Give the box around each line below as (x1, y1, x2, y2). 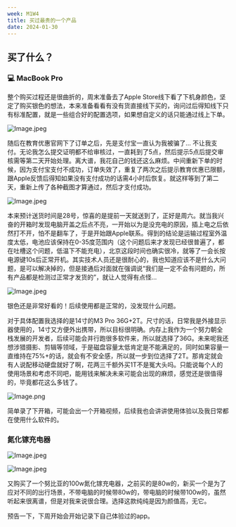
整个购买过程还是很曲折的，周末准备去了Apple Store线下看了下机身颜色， (7, 93, 220, 101)
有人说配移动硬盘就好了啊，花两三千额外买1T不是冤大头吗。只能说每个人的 (7, 360, 223, 369)
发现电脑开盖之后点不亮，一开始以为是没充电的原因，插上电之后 (37, 220, 223, 229)
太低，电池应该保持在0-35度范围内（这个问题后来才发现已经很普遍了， (13, 238, 219, 246)
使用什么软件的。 (13, 416, 63, 424)
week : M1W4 (7, 10, 39, 18)
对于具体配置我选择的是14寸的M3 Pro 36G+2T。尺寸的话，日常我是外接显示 (7, 317, 227, 325)
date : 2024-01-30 (7, 23, 58, 30)
